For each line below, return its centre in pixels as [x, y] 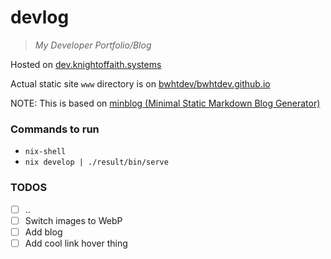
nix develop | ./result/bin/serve [96, 162]
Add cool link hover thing [76, 243]
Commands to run [55, 129]
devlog [40, 17]
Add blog [43, 232]
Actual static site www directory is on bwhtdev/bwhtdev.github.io [140, 83]
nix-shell [45, 152]
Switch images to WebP [73, 220]
